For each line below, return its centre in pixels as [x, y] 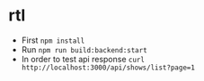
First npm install [53, 40]
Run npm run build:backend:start [84, 49]
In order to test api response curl [83, 59]
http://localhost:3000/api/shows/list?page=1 [108, 68]
